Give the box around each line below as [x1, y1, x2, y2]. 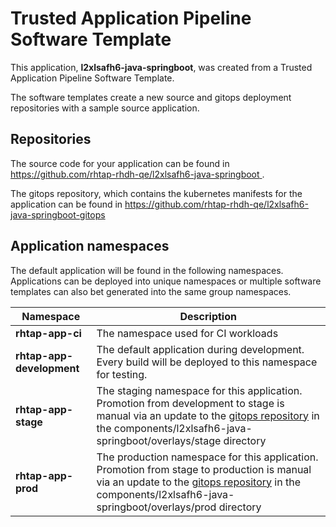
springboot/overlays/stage [96, 433, 222, 447]
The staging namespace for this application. [96, 383, 303, 397]
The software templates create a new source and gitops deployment [10, 91, 292, 103]
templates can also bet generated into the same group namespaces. [10, 285, 292, 297]
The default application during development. [96, 342, 305, 356]
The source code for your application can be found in [10, 157, 230, 169]
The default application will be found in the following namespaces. [10, 264, 284, 276]
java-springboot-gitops [10, 208, 106, 221]
